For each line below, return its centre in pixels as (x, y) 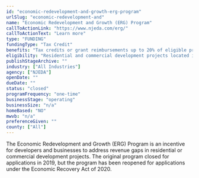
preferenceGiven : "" (32, 122)
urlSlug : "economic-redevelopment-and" (55, 17)
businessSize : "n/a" (32, 105)
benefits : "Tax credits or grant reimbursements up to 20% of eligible (96, 50)
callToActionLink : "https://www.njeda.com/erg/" (67, 28)
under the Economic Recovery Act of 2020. (59, 169)
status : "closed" (28, 89)
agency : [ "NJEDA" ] (29, 72)
